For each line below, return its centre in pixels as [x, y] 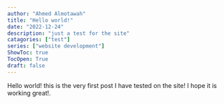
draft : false [26, 66]
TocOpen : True [28, 59]
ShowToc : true [28, 53]
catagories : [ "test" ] [39, 40]
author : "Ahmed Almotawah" [47, 14]
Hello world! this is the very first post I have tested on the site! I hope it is [112, 85]
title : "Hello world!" [40, 20]
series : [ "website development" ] [56, 46]
